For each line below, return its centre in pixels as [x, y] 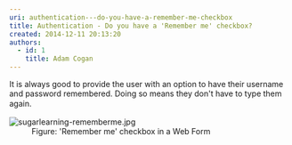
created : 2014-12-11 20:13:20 [65, 34]
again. [21, 104]
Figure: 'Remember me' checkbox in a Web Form [121, 131]
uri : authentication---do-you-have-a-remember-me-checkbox [121, 17]
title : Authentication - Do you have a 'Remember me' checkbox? [131, 26]
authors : [25, 42]
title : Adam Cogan [59, 59]
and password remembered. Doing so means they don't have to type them [146, 93]
